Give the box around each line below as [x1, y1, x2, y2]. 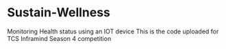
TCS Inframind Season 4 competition [7, 34, 112, 42]
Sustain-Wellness [7, 5, 111, 20]
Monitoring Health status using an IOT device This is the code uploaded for [7, 27, 219, 35]
